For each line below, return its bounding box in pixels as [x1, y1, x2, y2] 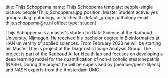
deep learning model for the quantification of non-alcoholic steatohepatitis [5, 56, 160, 62]
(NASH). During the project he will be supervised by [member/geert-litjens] [5, 62, 161, 67]
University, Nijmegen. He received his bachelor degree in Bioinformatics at [5, 35, 160, 41]
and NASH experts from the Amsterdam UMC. [5, 67, 101, 73]
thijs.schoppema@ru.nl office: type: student [5, 20, 97, 26]
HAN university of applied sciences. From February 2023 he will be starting [5, 40, 161, 46]
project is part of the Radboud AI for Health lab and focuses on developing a [5, 51, 163, 57]
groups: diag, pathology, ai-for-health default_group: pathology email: [5, 15, 150, 20]
